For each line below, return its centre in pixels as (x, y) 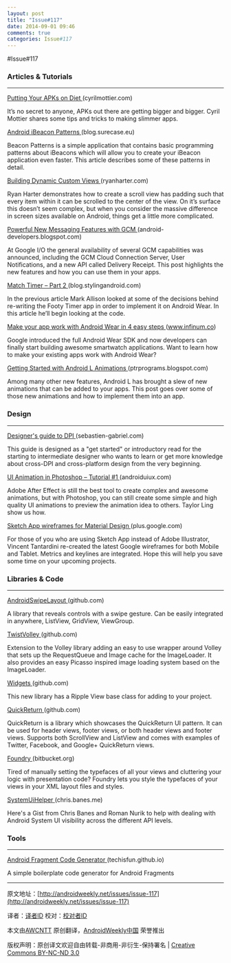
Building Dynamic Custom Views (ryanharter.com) (78, 181)
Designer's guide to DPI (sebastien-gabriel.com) (76, 436)
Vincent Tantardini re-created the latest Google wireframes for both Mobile (113, 546)
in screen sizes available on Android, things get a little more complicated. (111, 216)
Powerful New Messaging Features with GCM (71, 230)
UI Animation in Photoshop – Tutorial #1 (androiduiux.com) (89, 477)
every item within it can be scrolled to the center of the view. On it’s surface (114, 201)
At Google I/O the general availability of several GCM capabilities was (106, 250)
